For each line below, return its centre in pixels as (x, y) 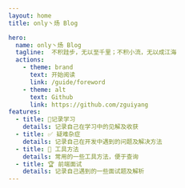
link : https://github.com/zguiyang (89, 105)
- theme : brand (48, 68)
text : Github (51, 97)
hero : (17, 38)
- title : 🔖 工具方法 (47, 149)
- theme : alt (44, 90)
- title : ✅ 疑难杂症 (48, 134)
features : (25, 112)
